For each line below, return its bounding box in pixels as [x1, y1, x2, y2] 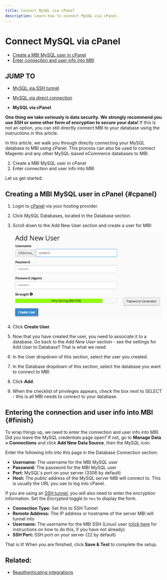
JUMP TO [5, 72, 35, 80]
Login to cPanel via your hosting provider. [12, 203, 98, 209]
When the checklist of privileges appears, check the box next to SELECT [12, 388, 162, 394]
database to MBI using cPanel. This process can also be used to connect [5, 145, 155, 151]
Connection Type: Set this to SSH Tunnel [12, 505, 98, 511]
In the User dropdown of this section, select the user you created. [12, 354, 148, 360]
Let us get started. [5, 175, 43, 181]
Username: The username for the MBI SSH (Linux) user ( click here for [12, 521, 157, 527]
